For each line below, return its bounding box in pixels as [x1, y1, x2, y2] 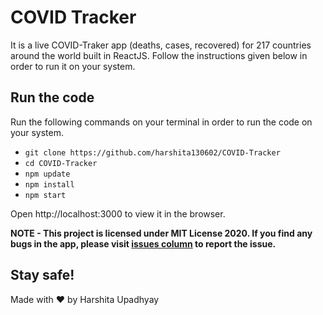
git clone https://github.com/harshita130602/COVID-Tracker [24, 147, 281, 158]
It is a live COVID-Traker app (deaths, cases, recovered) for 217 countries [10, 39, 312, 51]
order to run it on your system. [10, 60, 136, 72]
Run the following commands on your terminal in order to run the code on [10, 116, 313, 128]
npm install [24, 179, 75, 190]
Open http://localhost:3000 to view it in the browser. [10, 207, 226, 220]
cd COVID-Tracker [24, 158, 98, 168]
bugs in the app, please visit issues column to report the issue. [10, 237, 277, 250]
